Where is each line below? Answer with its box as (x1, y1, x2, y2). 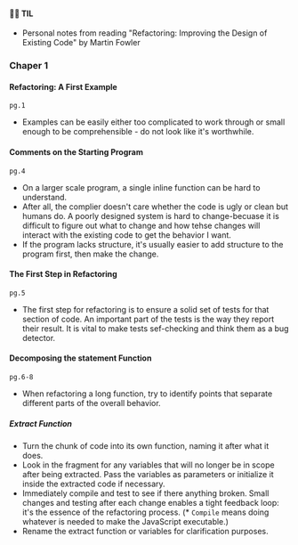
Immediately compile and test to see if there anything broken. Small (21, 487, 270, 499)
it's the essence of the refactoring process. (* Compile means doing (21, 507, 270, 517)
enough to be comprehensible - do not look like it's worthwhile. (21, 126, 254, 137)
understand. (21, 191, 68, 202)
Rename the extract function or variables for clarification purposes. (21, 525, 269, 536)
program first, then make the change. (21, 248, 159, 259)
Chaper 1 (9, 60, 49, 72)
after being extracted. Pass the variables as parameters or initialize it (21, 468, 274, 479)
